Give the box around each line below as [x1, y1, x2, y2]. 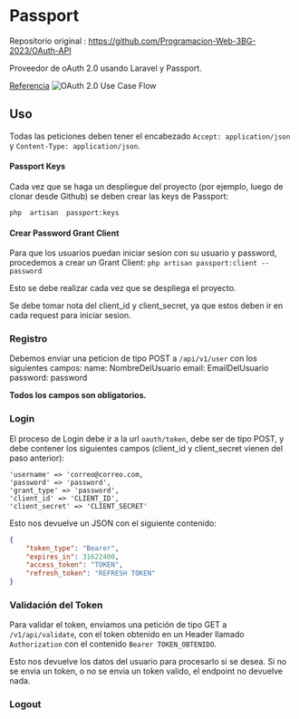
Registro [9, 333, 48, 345]
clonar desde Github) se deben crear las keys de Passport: [9, 190, 229, 201]
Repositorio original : [9, 35, 87, 46]
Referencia [9, 80, 50, 91]
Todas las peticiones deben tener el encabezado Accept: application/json [9, 131, 291, 141]
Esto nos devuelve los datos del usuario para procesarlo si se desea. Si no [9, 656, 287, 667]
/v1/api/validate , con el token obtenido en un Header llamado [9, 629, 245, 640]
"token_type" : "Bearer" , [25, 543, 120, 553]
